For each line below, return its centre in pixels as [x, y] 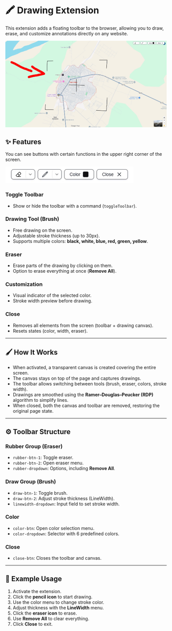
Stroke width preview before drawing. [52, 301]
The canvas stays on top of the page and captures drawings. [77, 378]
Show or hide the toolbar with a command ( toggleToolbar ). [75, 206]
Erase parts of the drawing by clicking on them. [63, 266]
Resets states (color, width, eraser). [50, 331]
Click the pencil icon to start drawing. [52, 597]
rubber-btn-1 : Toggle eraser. [43, 458]
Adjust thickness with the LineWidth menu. [58, 607]
